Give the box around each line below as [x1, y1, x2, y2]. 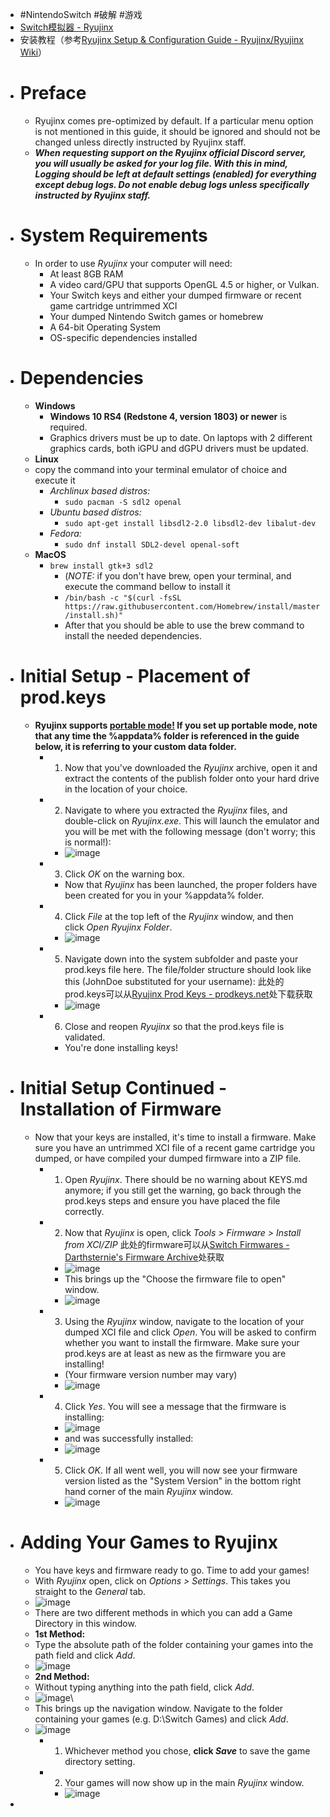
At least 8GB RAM [49, 268, 124, 280]
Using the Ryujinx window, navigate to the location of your [64, 1315, 305, 1327]
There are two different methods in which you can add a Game [34, 1606, 293, 1618]
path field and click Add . [34, 1649, 136, 1661]
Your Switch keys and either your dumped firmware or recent [49, 289, 302, 301]
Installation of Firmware [19, 1098, 222, 1120]
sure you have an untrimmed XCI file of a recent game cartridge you [34, 1141, 316, 1153]
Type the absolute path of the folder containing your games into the [34, 1638, 314, 1650]
